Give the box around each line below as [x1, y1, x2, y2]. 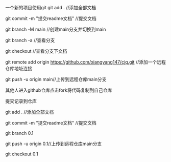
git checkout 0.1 [5, 151, 38, 157]
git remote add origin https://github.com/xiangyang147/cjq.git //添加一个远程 [5, 59, 166, 65]
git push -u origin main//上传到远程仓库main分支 [5, 76, 107, 82]
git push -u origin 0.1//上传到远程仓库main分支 [5, 140, 102, 147]
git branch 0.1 [5, 130, 34, 136]
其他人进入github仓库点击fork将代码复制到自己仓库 [5, 87, 112, 93]
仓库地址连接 [5, 66, 32, 71]
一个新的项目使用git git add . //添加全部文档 [5, 5, 96, 10]
